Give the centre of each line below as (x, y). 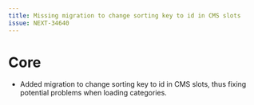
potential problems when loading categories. (93, 93)
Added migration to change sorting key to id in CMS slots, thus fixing (133, 84)
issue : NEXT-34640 (39, 23)
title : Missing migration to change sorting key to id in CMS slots (125, 16)
